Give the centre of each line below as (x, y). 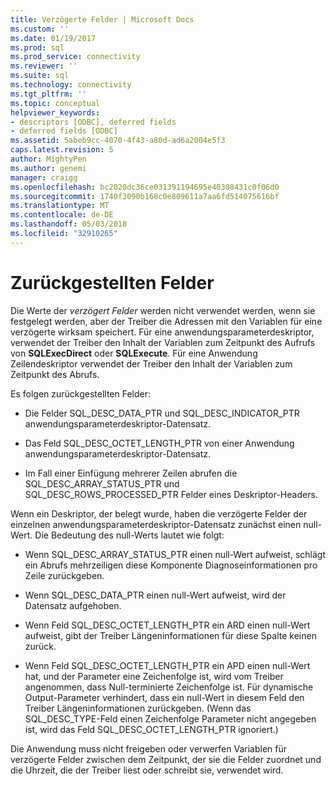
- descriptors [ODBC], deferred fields (93, 122)
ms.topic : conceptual (55, 103)
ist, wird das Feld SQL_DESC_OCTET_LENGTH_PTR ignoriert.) (151, 729)
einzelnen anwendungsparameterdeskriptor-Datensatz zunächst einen (156, 524)
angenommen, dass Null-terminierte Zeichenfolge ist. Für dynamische (169, 687)
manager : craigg (44, 177)
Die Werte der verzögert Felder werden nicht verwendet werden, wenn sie (163, 310)
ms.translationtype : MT (60, 206)
